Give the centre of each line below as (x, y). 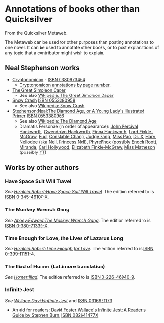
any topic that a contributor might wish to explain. (55, 53)
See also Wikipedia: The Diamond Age (58, 121)
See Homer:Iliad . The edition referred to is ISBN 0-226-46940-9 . (70, 277)
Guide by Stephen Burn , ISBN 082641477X (55, 315)
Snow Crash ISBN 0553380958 (44, 100)
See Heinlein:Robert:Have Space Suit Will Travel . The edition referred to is (80, 192)
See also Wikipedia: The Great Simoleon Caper (66, 95)
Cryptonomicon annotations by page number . (65, 85)
